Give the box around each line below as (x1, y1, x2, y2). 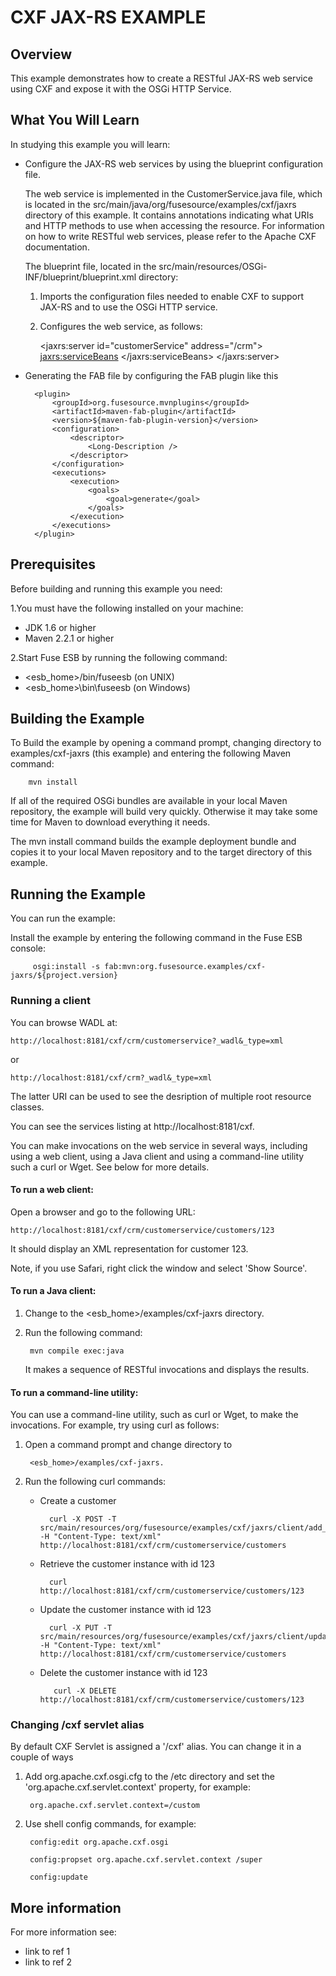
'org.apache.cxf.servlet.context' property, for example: (24, 1781, 251, 1793)
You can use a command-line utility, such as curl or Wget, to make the (10, 1409, 299, 1421)
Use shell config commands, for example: (24, 1818, 197, 1830)
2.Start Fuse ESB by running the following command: (10, 651, 228, 663)
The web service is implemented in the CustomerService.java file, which (24, 187, 323, 200)
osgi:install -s (32, 962, 101, 972)
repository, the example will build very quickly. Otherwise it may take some (10, 806, 318, 818)
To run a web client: (10, 1184, 94, 1196)
